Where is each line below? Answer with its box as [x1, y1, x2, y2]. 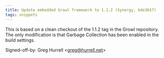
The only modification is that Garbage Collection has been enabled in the [5, 32, 159, 38]
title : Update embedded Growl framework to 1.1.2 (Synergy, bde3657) [5, 7, 157, 13]
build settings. [5, 37, 35, 43]
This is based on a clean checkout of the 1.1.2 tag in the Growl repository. [5, 26, 159, 32]
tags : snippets [5, 12, 38, 17]
